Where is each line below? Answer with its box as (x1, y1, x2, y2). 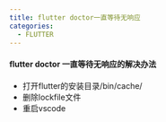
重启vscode (22, 102, 66, 113)
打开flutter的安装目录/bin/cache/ (22, 80, 143, 91)
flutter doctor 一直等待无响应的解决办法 (9, 58, 157, 69)
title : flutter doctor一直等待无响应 (9, 13, 141, 22)
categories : (9, 22, 54, 30)
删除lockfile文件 (22, 91, 82, 102)
